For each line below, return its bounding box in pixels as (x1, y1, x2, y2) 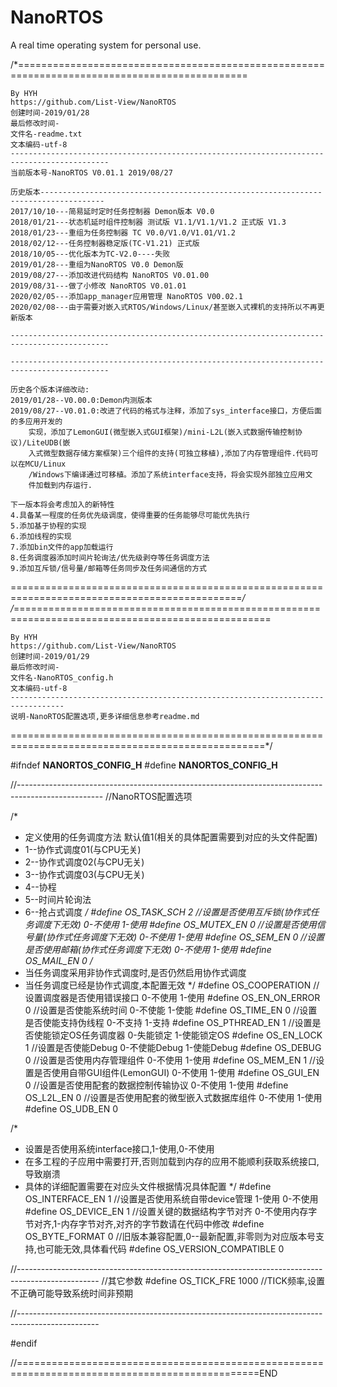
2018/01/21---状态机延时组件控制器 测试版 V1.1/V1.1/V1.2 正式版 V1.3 (10, 217, 287, 227)
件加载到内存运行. (28, 480, 93, 490)
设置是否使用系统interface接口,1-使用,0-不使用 (24, 1142, 215, 1155)
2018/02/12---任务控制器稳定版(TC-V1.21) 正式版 (10, 238, 200, 248)
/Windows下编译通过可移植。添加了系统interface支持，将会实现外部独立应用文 (28, 469, 313, 480)
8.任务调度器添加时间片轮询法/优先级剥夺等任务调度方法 (10, 552, 210, 563)
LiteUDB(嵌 (26, 437, 71, 448)
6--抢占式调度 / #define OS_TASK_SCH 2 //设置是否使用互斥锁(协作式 (24, 906, 311, 918)
